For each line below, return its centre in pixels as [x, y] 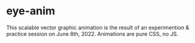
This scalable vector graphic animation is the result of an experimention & [98, 27]
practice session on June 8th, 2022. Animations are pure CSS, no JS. [92, 33]
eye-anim [31, 11]
